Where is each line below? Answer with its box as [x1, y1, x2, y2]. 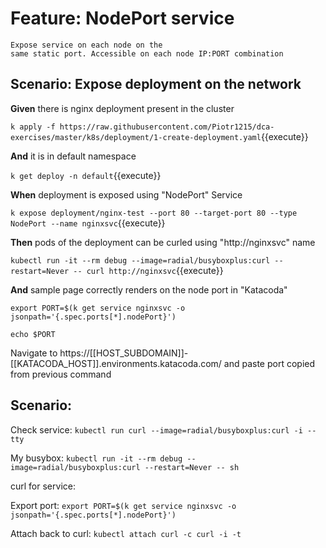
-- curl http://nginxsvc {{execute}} [73, 264, 224, 276]
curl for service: [10, 480, 76, 492]
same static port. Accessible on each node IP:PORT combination [10, 48, 284, 59]
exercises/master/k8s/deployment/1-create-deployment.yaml [10, 132, 262, 142]
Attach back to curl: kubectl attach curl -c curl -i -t [10, 527, 242, 539]
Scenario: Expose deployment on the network [10, 76, 302, 93]
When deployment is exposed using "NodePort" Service [10, 188, 243, 201]
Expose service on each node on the [10, 40, 163, 50]
